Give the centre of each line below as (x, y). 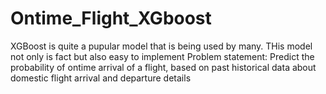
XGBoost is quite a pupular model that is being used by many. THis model (161, 46)
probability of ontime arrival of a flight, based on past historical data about (163, 67)
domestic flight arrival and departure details (101, 78)
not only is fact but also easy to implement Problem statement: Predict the (162, 56)
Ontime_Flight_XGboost (111, 18)
